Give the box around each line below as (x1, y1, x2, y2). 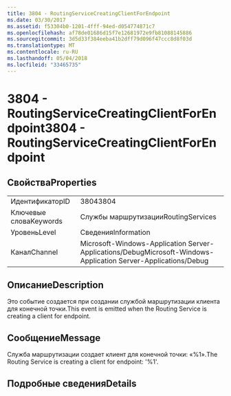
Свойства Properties (7, 177, 98, 189)
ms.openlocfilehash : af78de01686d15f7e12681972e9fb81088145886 (7, 29, 192, 37)
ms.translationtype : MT (7, 42, 76, 49)
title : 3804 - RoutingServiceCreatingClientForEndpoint (7, 10, 170, 17)
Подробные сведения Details (7, 377, 137, 389)
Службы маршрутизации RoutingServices (80, 211, 217, 221)
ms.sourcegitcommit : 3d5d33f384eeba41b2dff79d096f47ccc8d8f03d (7, 36, 192, 43)
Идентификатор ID (10, 196, 71, 206)
